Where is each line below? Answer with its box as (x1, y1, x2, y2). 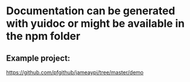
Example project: (6, 53, 71, 63)
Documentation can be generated (6, 4, 175, 18)
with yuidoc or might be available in (6, 17, 185, 30)
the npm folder (6, 30, 81, 43)
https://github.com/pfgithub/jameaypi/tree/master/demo (6, 69, 144, 75)
